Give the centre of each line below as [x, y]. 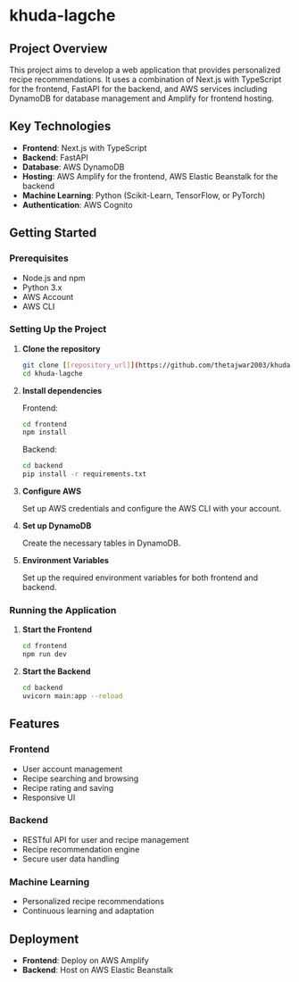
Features [34, 724]
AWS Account [48, 296]
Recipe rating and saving [68, 787]
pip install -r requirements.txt [84, 474]
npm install [44, 433]
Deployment [44, 939]
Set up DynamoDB [57, 526]
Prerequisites [39, 258]
